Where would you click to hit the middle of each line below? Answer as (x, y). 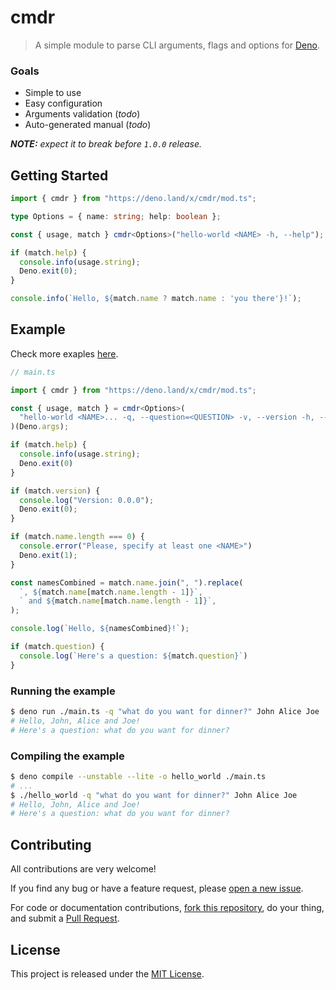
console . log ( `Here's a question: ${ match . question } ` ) (133, 656)
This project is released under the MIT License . (107, 973)
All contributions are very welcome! (83, 869)
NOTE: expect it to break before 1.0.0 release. (106, 144)
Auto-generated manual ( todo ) (88, 125)
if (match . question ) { (57, 647)
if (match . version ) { (55, 491)
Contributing (51, 844)
